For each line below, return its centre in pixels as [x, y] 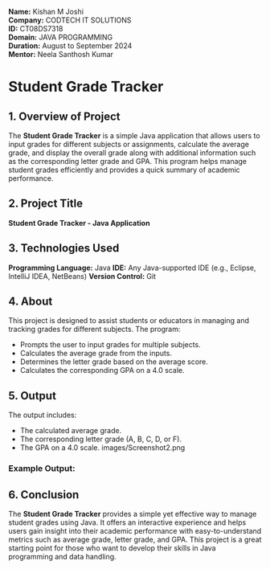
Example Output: [42, 469]
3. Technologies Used [64, 248]
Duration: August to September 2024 [70, 46]
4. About [31, 302]
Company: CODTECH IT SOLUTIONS [70, 20]
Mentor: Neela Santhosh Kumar [61, 54]
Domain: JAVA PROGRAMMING [61, 37]
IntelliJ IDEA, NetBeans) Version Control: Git [82, 276]
